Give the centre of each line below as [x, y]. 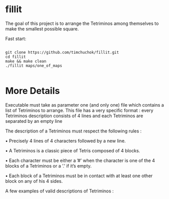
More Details [32, 91]
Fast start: [16, 39]
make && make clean [26, 61]
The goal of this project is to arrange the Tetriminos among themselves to [82, 23]
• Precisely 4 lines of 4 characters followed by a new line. [65, 141]
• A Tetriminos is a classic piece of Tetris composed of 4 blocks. [73, 150]
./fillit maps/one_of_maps [34, 65]
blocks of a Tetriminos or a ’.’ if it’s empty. [48, 165]
